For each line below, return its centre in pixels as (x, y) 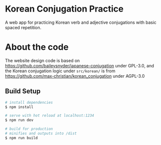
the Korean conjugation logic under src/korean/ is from (60, 71)
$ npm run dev (19, 120)
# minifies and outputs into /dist (41, 134)
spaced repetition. (23, 27)
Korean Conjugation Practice (64, 9)
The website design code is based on (42, 60)
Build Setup (23, 91)
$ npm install (19, 107)
